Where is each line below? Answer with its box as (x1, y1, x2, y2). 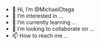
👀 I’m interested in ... (12, 12, 64, 19)
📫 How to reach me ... (12, 32, 68, 39)
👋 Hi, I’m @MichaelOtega (12, 6, 75, 13)
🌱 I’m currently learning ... (12, 19, 77, 26)
